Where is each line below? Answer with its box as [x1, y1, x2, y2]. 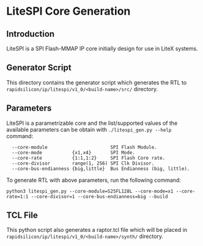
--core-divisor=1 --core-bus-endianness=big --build [31, 193, 168, 199]
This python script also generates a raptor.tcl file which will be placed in [6, 226, 188, 234]
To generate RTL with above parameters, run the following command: [6, 176, 182, 184]
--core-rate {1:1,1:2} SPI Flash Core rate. [12, 155, 166, 161]
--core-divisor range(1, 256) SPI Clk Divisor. [12, 160, 155, 166]
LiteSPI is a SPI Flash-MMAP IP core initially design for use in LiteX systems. [6, 45, 198, 52]
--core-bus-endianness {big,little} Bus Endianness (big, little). [12, 165, 190, 172]
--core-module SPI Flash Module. [12, 144, 157, 151]
